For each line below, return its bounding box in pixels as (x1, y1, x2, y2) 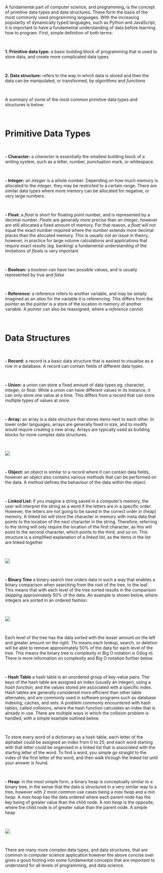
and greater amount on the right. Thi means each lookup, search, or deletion (5, 640, 158, 645)
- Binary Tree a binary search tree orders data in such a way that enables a (5, 577, 155, 582)
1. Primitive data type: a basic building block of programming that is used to (5, 49, 158, 54)
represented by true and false (5, 272, 65, 278)
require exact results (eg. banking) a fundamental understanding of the (5, 243, 147, 248)
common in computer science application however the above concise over (5, 852, 154, 858)
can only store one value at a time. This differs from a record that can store (5, 392, 155, 398)
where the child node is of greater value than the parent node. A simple (5, 804, 147, 810)
